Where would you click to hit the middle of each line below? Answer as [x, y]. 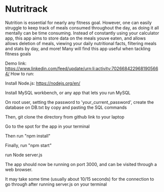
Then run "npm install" [28, 136]
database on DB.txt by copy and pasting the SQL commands [66, 107]
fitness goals [18, 54]
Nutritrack [26, 9]
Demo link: [16, 63]
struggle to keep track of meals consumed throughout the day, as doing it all [82, 27]
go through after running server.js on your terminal [56, 184]
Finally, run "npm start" [28, 145]
